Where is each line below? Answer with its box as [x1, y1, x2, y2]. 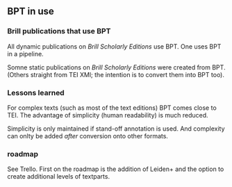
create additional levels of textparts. [7, 172, 110, 181]
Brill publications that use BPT [7, 26, 111, 36]
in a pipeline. [7, 49, 44, 58]
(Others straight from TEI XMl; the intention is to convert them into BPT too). [7, 70, 224, 79]
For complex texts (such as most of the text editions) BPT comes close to [7, 104, 217, 112]
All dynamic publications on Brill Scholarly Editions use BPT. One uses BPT [7, 42, 222, 51]
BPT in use [7, 6, 54, 17]
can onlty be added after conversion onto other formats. [7, 131, 169, 140]
